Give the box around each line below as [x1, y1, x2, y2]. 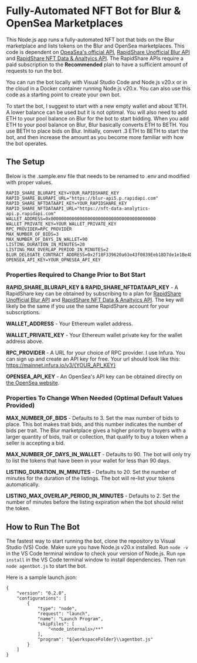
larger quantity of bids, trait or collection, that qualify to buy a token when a [6, 433, 188, 440]
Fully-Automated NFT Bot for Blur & [6, 4, 181, 18]
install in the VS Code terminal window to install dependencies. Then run [6, 556, 186, 563]
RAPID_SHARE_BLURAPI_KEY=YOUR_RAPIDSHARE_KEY [6, 190, 119, 196]
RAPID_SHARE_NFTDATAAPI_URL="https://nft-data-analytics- [6, 206, 151, 211]
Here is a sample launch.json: [6, 574, 77, 581]
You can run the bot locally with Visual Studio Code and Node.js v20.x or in [6, 78, 188, 86]
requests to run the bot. [6, 67, 63, 74]
